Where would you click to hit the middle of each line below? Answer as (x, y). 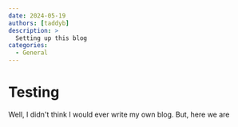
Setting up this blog (52, 38)
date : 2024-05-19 (37, 16)
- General (32, 53)
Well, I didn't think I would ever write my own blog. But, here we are (119, 114)
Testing (34, 92)
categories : (28, 46)
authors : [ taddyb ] (39, 23)
